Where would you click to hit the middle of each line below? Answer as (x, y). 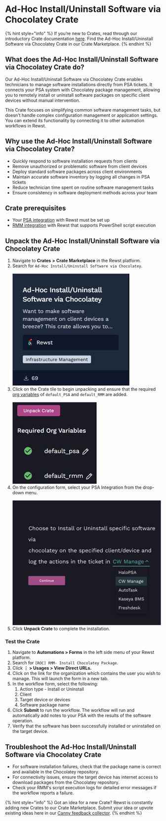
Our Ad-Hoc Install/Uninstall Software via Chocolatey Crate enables (74, 79)
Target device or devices (45, 700)
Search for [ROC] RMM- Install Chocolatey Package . (65, 663)
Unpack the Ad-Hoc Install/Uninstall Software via (82, 241)
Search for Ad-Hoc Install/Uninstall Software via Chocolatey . (77, 266)
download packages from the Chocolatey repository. (66, 782)
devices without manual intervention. (43, 100)
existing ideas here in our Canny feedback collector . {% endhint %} (74, 813)
